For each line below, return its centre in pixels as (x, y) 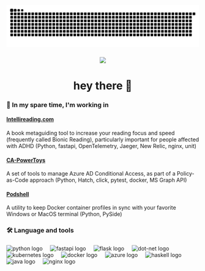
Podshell (18, 194)
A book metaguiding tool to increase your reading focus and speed (91, 133)
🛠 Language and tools (40, 231)
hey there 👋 (103, 85)
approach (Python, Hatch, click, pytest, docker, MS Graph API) (108, 180)
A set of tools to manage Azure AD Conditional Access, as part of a (91, 174)
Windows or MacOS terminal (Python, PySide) (64, 214)
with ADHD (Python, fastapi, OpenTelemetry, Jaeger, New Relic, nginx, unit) (102, 146)
